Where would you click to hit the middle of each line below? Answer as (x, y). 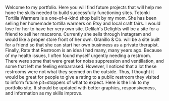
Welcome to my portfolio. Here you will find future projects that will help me (84, 7)
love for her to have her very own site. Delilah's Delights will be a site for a (82, 29)
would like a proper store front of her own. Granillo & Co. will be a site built (82, 39)
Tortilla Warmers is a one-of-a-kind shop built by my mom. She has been (81, 18)
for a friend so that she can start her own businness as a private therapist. (82, 45)
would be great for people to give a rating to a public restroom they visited (82, 77)
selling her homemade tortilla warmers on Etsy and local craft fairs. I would (83, 23)
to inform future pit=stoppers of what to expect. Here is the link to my (77, 82)
